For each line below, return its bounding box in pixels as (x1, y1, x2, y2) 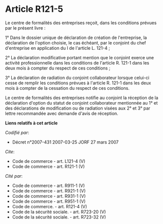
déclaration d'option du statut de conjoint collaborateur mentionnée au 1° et (5, 100, 158, 106)
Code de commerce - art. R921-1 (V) (12, 187, 86, 193)
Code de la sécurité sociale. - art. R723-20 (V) (12, 209, 107, 215)
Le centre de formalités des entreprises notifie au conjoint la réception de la (5, 95, 159, 101)
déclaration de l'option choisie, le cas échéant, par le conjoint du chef (5, 39, 146, 45)
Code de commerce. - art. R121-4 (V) (12, 203, 87, 209)
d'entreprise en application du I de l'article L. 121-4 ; (5, 45, 110, 51)
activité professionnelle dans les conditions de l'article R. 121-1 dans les (5, 60, 150, 66)
